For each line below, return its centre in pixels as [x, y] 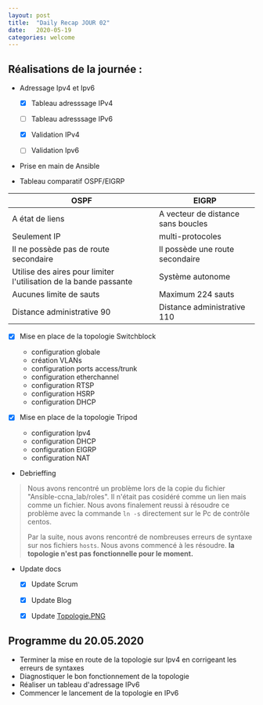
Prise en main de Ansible [59, 166]
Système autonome [195, 277]
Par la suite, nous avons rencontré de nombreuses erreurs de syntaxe [140, 537]
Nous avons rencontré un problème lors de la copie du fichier [126, 488]
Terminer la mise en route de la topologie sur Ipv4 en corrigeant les [128, 659]
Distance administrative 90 [61, 312]
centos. [40, 522]
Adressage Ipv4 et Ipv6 [57, 88]
